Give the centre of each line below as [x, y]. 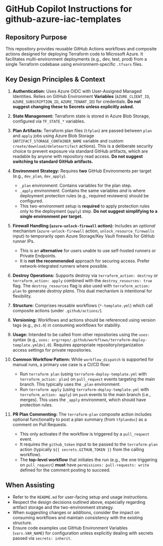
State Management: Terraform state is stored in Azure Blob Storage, [81, 116]
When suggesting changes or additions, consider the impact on [76, 512]
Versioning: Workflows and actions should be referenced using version [84, 320]
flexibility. [22, 296]
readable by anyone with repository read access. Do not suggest [78, 156]
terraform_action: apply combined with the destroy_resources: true [82, 280]
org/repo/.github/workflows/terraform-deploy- [99, 340]
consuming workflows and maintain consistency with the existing [78, 517]
